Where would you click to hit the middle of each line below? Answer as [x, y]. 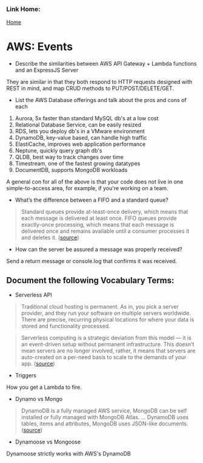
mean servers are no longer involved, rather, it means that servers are [108, 351]
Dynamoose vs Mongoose [48, 442]
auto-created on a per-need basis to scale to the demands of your [104, 357]
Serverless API [34, 295]
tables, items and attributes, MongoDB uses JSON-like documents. [105, 424]
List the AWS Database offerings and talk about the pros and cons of [101, 100]
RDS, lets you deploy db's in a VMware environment [80, 131]
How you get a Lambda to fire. [44, 387]
